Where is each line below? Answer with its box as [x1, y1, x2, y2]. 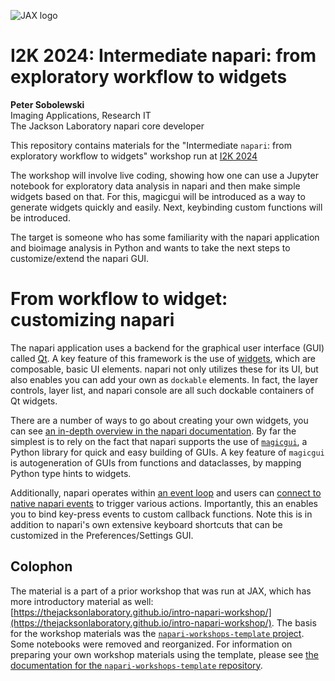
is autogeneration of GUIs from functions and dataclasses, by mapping [10, 456, 302, 469]
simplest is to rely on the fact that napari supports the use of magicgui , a [10, 435, 308, 447]
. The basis [271, 616, 317, 629]
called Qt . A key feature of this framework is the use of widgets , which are [10, 352, 316, 364]
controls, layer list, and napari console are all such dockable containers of [10, 384, 315, 396]
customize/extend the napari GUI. [10, 252, 150, 264]
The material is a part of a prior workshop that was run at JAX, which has [10, 585, 312, 597]
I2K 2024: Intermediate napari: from [10, 45, 317, 67]
